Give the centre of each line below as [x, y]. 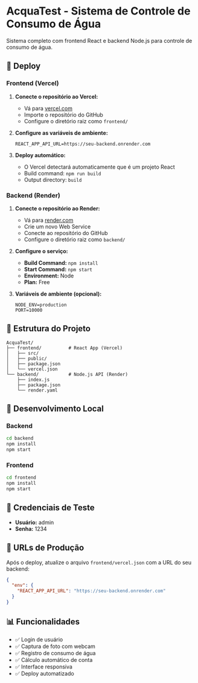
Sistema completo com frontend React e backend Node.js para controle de [99, 40]
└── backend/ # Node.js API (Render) [67, 374]
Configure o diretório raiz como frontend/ [76, 121]
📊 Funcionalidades [43, 622]
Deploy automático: [40, 155]
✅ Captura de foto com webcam [55, 646]
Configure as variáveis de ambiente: [62, 133]
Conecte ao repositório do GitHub [66, 233]
